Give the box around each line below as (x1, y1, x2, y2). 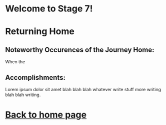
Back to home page (5, 109, 86, 121)
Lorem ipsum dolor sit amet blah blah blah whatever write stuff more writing (5, 87, 161, 92)
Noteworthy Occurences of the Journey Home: (5, 45, 154, 54)
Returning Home (5, 26, 75, 37)
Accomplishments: (5, 73, 66, 82)
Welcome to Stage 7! (5, 3, 93, 14)
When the (5, 59, 25, 65)
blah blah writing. (5, 92, 41, 98)
